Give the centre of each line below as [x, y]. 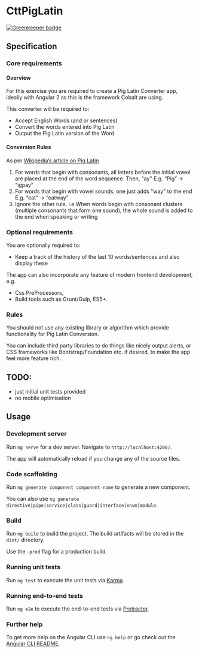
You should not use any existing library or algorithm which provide [88, 328]
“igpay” [24, 185]
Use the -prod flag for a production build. [57, 552]
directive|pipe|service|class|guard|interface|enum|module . [82, 505]
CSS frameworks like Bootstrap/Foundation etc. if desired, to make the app [98, 352]
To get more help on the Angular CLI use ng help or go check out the [91, 637]
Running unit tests [33, 567]
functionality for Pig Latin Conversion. [53, 334]
